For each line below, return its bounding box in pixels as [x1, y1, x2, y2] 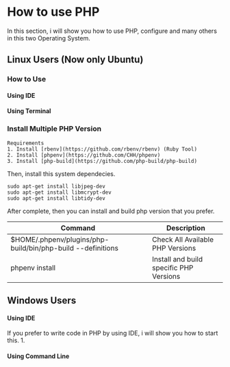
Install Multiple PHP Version [7, 124, 101, 134]
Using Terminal [7, 107, 51, 115]
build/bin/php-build [10, 243, 74, 253]
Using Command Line [7, 352, 70, 360]
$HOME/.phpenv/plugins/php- [10, 234, 110, 244]
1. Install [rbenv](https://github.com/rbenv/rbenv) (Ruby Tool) [7, 145, 197, 153]
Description [166, 223, 205, 233]
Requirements [7, 140, 44, 147]
